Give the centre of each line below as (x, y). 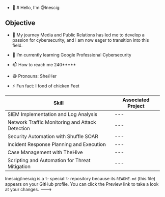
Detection (19, 128)
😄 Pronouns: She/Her (34, 76)
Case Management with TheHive (45, 152)
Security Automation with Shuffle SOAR (53, 136)
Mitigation (19, 166)
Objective (20, 23)
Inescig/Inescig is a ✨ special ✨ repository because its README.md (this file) (80, 178)
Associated (136, 100)
